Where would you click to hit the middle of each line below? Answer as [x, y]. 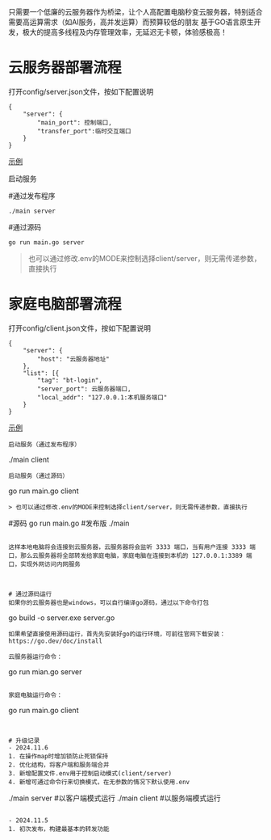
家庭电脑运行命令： [35, 695]
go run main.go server [46, 242]
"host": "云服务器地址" [74, 359]
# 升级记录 [24, 741]
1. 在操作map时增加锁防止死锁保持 [58, 756]
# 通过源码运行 [30, 594]
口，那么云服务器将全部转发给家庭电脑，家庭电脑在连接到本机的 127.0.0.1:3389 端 [130, 555]
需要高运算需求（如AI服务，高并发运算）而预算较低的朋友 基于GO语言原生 [131, 22]
